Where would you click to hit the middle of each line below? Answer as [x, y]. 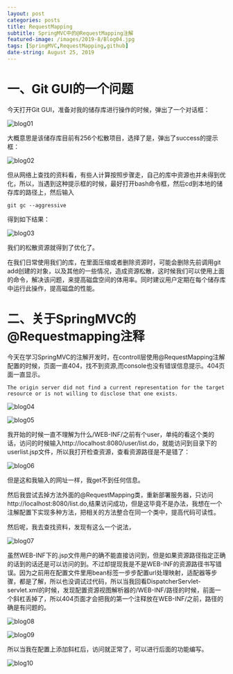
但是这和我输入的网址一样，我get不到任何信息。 [76, 480]
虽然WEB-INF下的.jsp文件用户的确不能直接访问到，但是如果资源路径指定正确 [116, 555]
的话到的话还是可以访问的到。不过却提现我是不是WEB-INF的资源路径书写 [112, 563]
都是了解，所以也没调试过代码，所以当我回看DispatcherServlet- [110, 581]
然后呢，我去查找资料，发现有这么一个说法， [71, 527]
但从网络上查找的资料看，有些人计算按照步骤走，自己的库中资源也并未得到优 [116, 175]
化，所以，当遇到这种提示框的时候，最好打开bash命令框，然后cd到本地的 [112, 183]
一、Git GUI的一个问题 [70, 89]
